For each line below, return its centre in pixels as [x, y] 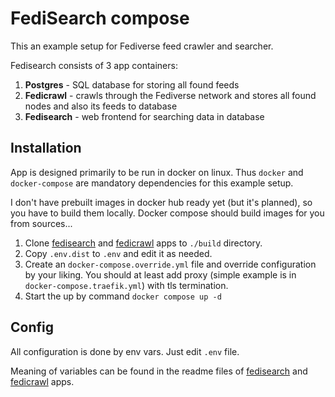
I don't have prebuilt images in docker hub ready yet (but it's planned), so [161, 202]
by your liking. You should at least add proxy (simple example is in [160, 274]
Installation [46, 148]
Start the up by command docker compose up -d [123, 296]
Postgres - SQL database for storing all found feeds [132, 84]
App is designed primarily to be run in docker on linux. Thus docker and [157, 172]
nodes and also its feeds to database [101, 106]
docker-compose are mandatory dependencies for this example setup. [152, 183]
